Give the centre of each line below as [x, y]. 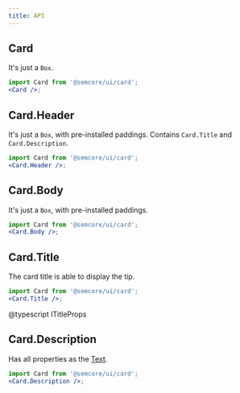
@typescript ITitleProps [48, 314]
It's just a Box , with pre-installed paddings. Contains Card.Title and [120, 134]
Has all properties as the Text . [58, 358]
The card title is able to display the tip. [72, 277]
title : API [27, 16]
